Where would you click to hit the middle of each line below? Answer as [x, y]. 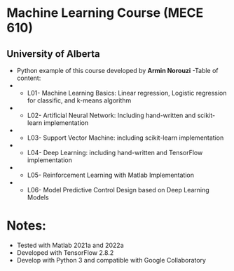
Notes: [27, 226]
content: [29, 78]
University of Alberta [53, 54]
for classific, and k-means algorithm [79, 100]
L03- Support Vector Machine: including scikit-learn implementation [125, 138]
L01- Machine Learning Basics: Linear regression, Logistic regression [127, 93]
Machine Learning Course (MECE [105, 13]
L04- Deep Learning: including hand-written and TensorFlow [115, 153]
